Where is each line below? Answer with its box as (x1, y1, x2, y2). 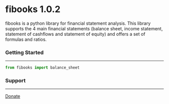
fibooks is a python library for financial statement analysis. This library (5, 20, 151, 26)
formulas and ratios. (5, 36, 47, 42)
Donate (5, 93, 21, 99)
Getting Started (5, 49, 44, 56)
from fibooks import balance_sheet (5, 65, 80, 70)
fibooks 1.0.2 (5, 4, 61, 15)
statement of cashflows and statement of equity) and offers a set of (5, 31, 146, 37)
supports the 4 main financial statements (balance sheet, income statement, (5, 25, 163, 31)
